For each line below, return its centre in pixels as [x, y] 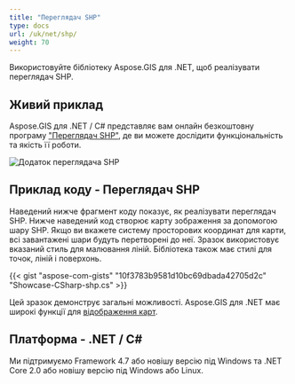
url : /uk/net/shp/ [43, 34]
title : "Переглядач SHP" [55, 17]
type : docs [29, 26]
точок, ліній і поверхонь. [56, 258]
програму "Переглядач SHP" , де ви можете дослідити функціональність [146, 136]
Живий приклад [56, 104]
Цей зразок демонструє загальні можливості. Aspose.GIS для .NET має [145, 302]
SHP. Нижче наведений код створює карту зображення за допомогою [144, 220]
